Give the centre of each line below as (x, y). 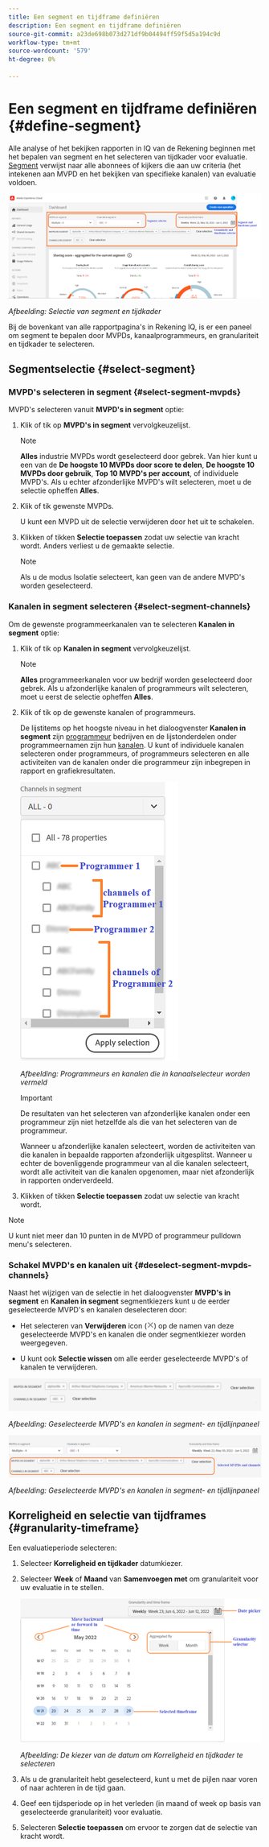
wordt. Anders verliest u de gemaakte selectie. (97, 546)
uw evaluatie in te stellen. (62, 1587)
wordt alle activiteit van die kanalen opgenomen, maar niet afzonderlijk (137, 1171)
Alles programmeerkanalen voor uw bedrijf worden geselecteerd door (136, 680)
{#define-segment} (75, 126)
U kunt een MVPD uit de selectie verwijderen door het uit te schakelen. (137, 522)
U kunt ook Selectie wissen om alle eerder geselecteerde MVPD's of (134, 1358)
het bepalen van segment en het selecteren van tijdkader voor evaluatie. (128, 156)
